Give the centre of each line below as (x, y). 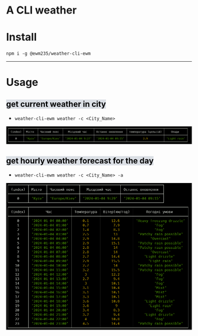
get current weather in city (56, 104)
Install (22, 37)
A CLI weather (42, 10)
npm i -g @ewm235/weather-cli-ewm (49, 54)
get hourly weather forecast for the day (80, 160)
